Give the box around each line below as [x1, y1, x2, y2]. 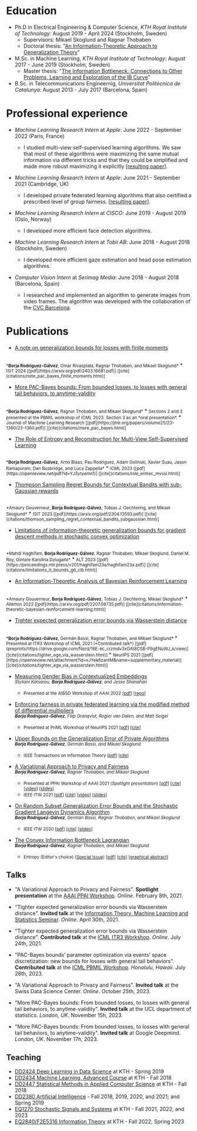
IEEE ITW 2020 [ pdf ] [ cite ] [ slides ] [23, 826, 93, 832]
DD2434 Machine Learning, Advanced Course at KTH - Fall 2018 [14, 1074, 172, 1082]
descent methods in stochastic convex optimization [14, 533, 140, 540]
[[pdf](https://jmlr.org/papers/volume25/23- [85, 420, 175, 426]
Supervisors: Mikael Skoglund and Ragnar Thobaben [23, 36, 152, 43]
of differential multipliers [14, 707, 74, 714]
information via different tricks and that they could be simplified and [23, 156, 188, 163]
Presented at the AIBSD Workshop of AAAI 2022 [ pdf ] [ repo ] [23, 690, 146, 696]
